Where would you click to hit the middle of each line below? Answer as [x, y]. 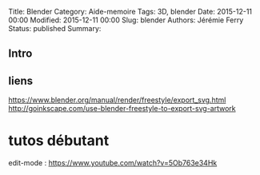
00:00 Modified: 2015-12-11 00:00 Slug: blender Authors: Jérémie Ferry [126, 20]
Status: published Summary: [55, 28]
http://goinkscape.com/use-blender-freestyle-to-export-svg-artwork [122, 109]
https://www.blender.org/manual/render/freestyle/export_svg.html [117, 100]
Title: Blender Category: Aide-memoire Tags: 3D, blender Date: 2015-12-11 [130, 12]
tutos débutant [59, 141]
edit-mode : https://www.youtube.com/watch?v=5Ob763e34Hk [113, 163]
